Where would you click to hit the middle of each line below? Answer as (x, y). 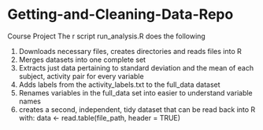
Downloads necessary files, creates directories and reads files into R (130, 51)
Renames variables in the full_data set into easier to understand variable (135, 92)
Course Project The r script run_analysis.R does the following (106, 36)
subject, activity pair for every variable (81, 76)
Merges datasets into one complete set (82, 60)
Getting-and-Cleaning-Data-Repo (120, 14)
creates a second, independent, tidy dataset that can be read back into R (137, 109)
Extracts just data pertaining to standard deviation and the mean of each (136, 67)
